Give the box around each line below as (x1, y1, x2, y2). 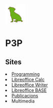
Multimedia (12, 98, 35, 104)
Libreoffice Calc (12, 77, 45, 82)
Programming (12, 71, 40, 77)
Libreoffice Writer (12, 82, 48, 88)
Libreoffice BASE (12, 87, 47, 93)
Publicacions (12, 93, 39, 98)
